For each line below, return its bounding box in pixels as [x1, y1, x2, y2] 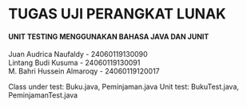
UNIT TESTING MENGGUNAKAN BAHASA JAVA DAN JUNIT [8, 31, 209, 41]
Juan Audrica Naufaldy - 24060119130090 [8, 50, 148, 59]
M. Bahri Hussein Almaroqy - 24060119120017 [8, 66, 160, 76]
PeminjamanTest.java [8, 90, 78, 100]
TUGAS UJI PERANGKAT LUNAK [8, 5, 226, 23]
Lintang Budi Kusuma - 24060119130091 [8, 58, 141, 68]
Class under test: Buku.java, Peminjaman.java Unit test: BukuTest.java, [8, 82, 240, 92]
